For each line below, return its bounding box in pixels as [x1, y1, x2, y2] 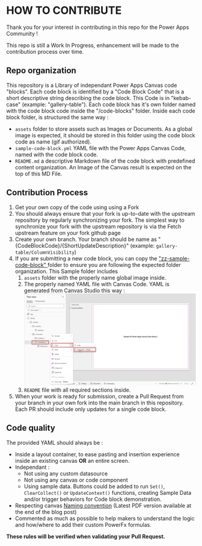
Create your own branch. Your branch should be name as [14, 236, 158, 243]
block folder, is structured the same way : [6, 113, 109, 121]
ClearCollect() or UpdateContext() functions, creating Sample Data [23, 489, 192, 496]
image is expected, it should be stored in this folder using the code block [14, 131, 195, 139]
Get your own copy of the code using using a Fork [14, 203, 139, 211]
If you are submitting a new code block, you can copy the [14, 254, 158, 262]
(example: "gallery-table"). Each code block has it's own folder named [22, 101, 196, 108]
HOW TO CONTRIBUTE [6, 4, 122, 17]
